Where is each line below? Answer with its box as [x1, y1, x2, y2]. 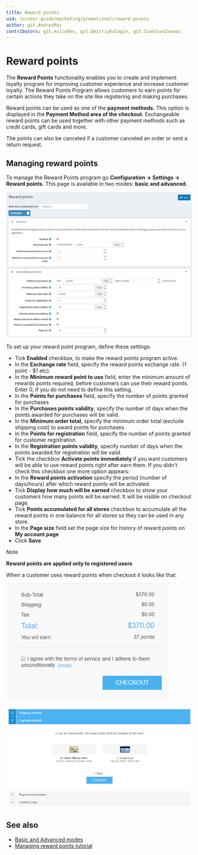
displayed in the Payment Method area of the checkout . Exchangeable [6, 111, 180, 118]
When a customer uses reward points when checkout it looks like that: [6, 571, 177, 578]
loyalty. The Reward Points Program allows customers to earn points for [6, 86, 181, 94]
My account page [14, 531, 59, 538]
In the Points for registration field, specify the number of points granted [14, 430, 191, 438]
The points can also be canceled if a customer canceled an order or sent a [6, 135, 188, 142]
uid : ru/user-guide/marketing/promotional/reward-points [6, 15, 150, 22]
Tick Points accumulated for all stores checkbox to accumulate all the [14, 506, 187, 513]
